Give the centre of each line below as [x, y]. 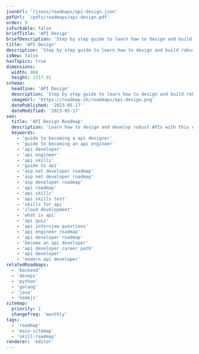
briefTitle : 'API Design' [38, 34]
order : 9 [17, 22]
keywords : [23, 133]
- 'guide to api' [38, 166]
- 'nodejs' [25, 298]
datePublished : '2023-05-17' [47, 105]
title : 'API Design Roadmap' [47, 122]
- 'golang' [25, 287]
